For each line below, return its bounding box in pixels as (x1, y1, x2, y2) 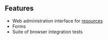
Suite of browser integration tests (12, 28, 83, 35)
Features (5, 4, 34, 13)
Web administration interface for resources (12, 17, 103, 24)
